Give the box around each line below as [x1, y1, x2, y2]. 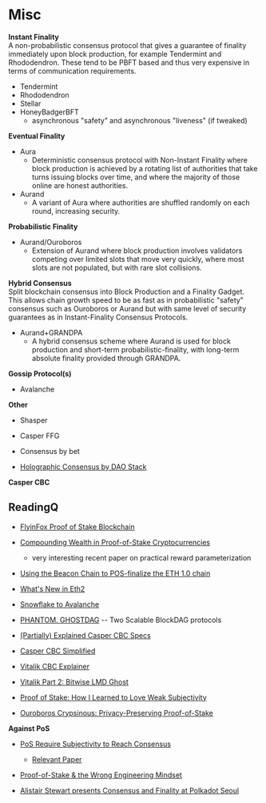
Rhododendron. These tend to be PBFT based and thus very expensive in [8, 58, 250, 67]
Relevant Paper [31, 754, 82, 764]
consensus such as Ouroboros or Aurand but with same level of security [8, 303, 246, 313]
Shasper [19, 415, 48, 425]
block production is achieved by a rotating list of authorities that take [31, 163, 258, 173]
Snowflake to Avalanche [19, 599, 100, 609]
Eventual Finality [8, 130, 66, 141]
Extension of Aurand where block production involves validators [31, 246, 243, 255]
